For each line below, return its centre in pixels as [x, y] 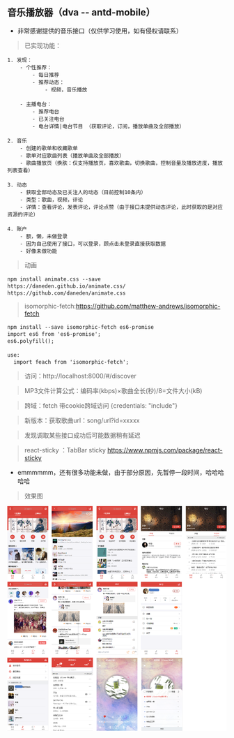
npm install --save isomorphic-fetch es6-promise [81, 327]
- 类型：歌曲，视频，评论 [52, 200]
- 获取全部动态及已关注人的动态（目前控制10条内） [83, 192]
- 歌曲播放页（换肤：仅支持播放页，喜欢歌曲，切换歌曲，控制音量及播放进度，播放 [121, 163]
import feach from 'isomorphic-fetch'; [71, 362]
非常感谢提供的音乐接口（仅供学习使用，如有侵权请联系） [100, 31]
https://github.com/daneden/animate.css [67, 293]
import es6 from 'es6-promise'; [54, 334]
